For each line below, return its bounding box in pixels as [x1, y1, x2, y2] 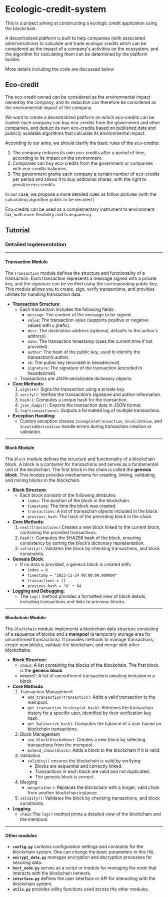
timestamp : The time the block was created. [27, 503, 116, 509]
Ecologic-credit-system [5, 4, 106, 15]
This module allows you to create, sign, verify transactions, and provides [5, 286, 155, 292]
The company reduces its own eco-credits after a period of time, [12, 149, 146, 156]
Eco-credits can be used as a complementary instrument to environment [5, 206, 155, 212]
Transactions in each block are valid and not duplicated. [34, 768, 150, 774]
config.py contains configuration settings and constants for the [12, 843, 143, 849]
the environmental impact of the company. [5, 104, 92, 111]
